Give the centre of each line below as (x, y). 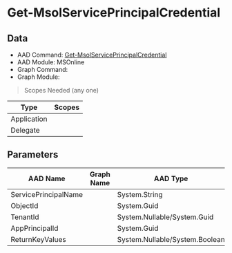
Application (29, 119)
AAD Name (47, 178)
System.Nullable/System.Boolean (171, 239)
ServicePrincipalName (47, 194)
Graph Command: (42, 69)
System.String (140, 194)
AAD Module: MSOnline (51, 62)
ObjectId (25, 205)
